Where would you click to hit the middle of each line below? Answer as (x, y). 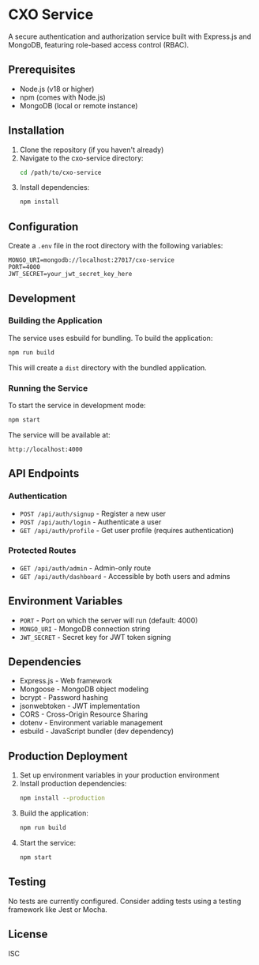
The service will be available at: (59, 435)
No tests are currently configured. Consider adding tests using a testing (125, 901)
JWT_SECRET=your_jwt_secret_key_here (70, 274)
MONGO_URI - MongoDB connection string (85, 628)
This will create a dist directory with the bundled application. (107, 367)
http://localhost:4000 (45, 449)
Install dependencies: (54, 187)
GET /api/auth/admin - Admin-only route (85, 568)
